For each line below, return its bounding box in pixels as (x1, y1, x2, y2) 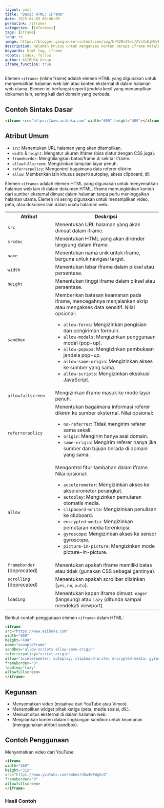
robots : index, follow (5, 53, 51, 58)
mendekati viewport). (55, 602, 104, 609)
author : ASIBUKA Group (5, 57, 51, 62)
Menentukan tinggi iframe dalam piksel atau (55, 277, 156, 284)
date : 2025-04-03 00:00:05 (5, 16, 60, 21)
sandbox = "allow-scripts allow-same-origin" (5, 647, 95, 652)
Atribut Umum (5, 132, 49, 140)
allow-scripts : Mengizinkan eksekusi (63, 370, 150, 377)
